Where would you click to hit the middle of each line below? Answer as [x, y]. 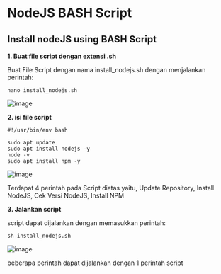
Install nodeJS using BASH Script [82, 39]
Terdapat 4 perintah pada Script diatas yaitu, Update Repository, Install [111, 188]
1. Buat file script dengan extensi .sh [62, 56]
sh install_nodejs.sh [39, 236]
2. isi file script [29, 117]
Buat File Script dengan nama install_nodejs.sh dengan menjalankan [107, 70]
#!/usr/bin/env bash [38, 130]
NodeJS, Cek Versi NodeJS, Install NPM [66, 195]
